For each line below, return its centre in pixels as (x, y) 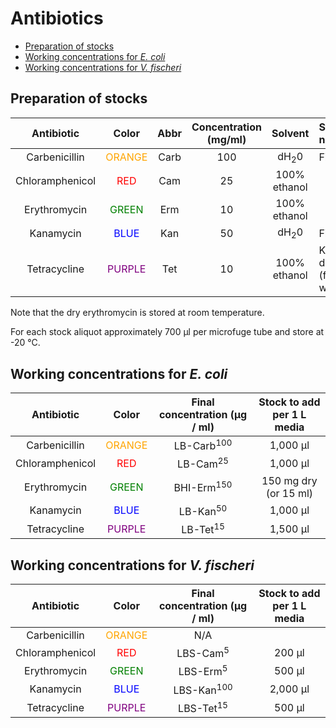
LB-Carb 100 (203, 445)
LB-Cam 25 (203, 463)
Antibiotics (57, 18)
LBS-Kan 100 (203, 689)
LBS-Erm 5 (203, 671)
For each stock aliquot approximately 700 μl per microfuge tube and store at (167, 332)
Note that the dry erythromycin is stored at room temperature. (137, 313)
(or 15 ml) (289, 493)
